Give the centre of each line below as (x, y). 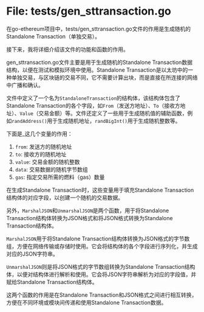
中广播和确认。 (25, 85)
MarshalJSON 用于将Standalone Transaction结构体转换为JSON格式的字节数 (98, 238)
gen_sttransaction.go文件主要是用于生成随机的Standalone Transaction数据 (100, 62)
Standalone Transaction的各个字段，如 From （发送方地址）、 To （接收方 (93, 105)
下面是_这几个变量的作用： (39, 133)
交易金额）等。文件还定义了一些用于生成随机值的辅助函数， (113, 113)
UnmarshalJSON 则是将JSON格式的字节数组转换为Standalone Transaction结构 (101, 266)
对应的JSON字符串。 (32, 254)
